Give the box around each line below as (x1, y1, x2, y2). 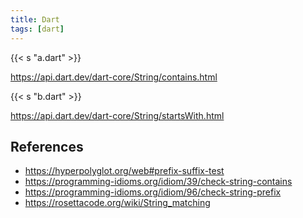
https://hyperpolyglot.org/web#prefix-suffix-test (24, 165, 225, 177)
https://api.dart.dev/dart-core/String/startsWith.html (10, 109, 225, 121)
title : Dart (10, 14, 60, 25)
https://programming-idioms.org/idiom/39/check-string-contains (24, 176, 293, 188)
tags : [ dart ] (10, 24, 65, 34)
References (10, 138, 84, 155)
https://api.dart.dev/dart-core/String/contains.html (10, 71, 218, 83)
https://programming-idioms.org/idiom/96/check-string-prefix (24, 186, 282, 198)
